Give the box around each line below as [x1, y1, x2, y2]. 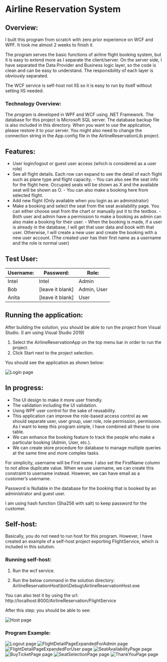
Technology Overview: [5, 100, 61, 107]
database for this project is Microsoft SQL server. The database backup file [5, 117, 160, 123]
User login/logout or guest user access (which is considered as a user [12, 161, 157, 167]
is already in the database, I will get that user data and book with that [12, 224, 155, 230]
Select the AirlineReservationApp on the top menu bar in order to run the [12, 339, 162, 345]
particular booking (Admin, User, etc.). [12, 439, 91, 445]
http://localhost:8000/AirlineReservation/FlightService [5, 598, 116, 604]
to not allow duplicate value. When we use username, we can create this [5, 465, 154, 471]
